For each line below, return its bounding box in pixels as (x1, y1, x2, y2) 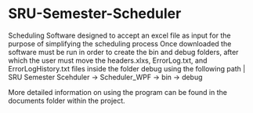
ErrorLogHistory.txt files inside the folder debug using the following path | (8, 64, 246, 73)
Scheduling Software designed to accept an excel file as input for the (8, 31, 231, 40)
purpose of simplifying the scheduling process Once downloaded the (8, 38, 232, 48)
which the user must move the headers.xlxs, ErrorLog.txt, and (8, 56, 208, 65)
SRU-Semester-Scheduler (8, 5, 182, 23)
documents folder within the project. (8, 96, 125, 105)
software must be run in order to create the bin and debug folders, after (8, 47, 239, 56)
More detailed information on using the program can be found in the (8, 87, 227, 97)
